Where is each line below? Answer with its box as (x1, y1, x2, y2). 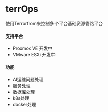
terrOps (5, 3, 39, 15)
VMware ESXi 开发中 (12, 52, 56, 58)
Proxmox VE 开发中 (12, 45, 53, 51)
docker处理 (12, 102, 36, 108)
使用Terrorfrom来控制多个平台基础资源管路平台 (5, 20, 103, 26)
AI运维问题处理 (12, 77, 44, 83)
